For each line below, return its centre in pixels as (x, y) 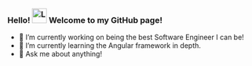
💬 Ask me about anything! (60, 54)
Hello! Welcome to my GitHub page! (85, 20)
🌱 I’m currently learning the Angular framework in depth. (110, 46)
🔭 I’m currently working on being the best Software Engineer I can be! (131, 37)
